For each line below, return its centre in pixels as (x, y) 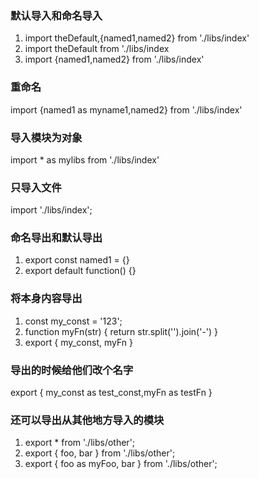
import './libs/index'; (51, 210)
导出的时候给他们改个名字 (72, 370)
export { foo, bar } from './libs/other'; (100, 453)
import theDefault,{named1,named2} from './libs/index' (137, 38)
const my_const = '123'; (73, 321)
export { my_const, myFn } (79, 342)
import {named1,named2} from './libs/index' (114, 59)
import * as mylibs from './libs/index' (85, 159)
